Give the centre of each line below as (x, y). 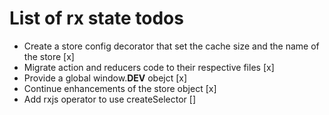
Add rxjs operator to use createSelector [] (109, 99)
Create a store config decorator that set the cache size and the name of (171, 46)
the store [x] (49, 56)
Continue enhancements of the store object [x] (120, 88)
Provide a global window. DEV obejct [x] (105, 78)
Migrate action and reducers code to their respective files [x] (149, 67)
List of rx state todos (96, 18)
